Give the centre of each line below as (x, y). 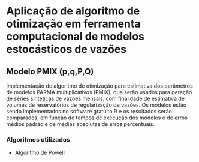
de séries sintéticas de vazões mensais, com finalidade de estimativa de (95, 98)
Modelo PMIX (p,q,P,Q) (50, 71)
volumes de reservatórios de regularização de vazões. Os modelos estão (97, 105)
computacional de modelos (76, 37)
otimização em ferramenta (73, 24)
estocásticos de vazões (67, 49)
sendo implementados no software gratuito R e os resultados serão (89, 111)
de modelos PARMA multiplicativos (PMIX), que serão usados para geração (99, 92)
